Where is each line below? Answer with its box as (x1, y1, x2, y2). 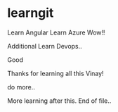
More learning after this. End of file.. (7, 97, 112, 105)
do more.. (7, 82, 35, 91)
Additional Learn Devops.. (7, 42, 82, 50)
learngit (7, 5, 54, 21)
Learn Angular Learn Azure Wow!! (7, 28, 105, 37)
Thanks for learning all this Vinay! (7, 69, 104, 77)
